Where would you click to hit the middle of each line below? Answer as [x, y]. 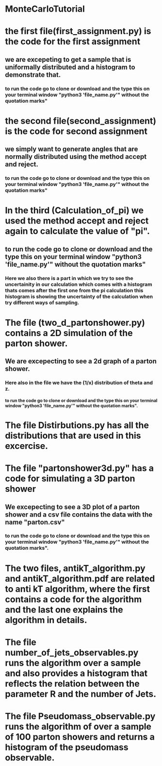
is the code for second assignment [76, 131]
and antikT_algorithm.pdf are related [80, 579]
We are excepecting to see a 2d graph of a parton [81, 361]
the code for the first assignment [73, 42]
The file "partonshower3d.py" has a [80, 468]
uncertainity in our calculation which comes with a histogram [79, 284]
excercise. [27, 446]
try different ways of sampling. [42, 302]
